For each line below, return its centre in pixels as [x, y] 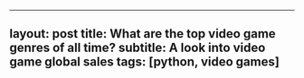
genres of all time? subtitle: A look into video [138, 48]
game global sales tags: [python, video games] [145, 62]
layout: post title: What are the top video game [142, 34]
